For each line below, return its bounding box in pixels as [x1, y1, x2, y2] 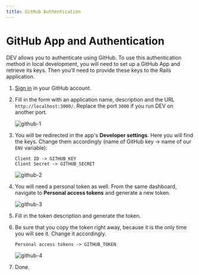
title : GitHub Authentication [6, 8, 81, 15]
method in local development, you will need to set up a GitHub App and [6, 60, 181, 67]
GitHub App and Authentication [6, 34, 165, 48]
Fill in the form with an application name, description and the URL [14, 96, 175, 103]
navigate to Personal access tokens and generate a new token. [14, 189, 170, 196]
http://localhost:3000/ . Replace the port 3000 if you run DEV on [14, 102, 173, 109]
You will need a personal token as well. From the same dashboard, [14, 182, 177, 190]
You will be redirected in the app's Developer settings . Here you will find [14, 131, 194, 138]
